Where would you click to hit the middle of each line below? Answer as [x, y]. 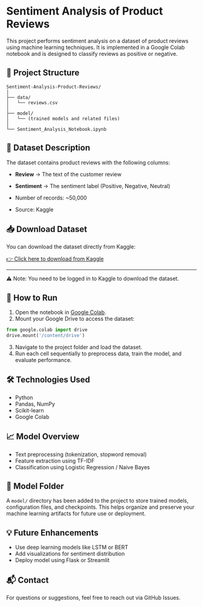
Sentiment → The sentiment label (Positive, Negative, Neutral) [92, 186]
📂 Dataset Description [48, 148]
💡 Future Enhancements [52, 533]
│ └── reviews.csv [32, 102]
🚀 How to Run [32, 297]
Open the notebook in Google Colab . [61, 312]
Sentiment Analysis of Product [85, 11]
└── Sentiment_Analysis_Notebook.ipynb [56, 129]
